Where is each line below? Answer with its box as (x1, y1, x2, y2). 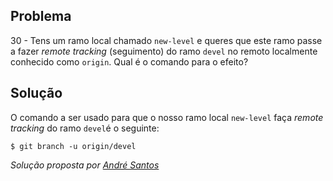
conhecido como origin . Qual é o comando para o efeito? (10, 55, 249, 68)
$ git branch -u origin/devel (10, 141, 137, 151)
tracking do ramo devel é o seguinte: (10, 122, 160, 134)
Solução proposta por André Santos (10, 159, 160, 171)
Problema (10, 8, 72, 25)
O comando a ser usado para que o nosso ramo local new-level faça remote (10, 111, 324, 123)
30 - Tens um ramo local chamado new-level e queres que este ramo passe (10, 34, 323, 46)
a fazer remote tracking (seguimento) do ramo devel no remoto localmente (10, 45, 318, 57)
